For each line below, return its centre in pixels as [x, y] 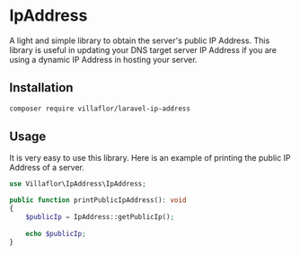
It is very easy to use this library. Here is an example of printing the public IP [150, 158]
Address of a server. [47, 168]
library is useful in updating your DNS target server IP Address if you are [143, 49]
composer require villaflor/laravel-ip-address [100, 109]
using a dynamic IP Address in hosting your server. [103, 59]
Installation [41, 88]
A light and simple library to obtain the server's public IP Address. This [140, 40]
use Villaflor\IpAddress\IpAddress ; [78, 184]
